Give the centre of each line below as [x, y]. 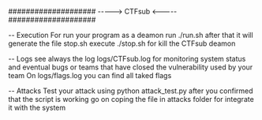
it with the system [37, 107]
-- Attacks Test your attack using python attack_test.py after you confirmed [131, 91]
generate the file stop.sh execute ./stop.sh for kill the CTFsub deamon [122, 43]
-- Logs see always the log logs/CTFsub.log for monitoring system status [127, 59]
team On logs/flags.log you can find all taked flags [90, 75]
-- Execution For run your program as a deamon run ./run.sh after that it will [131, 35]
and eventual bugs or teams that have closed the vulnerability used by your [131, 67]
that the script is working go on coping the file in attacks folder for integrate [131, 99]
